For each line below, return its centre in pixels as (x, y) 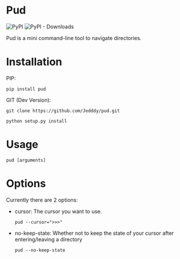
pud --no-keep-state (40, 250)
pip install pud (26, 89)
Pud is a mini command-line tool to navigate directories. (74, 38)
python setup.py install (37, 121)
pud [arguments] (26, 160)
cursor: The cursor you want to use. (58, 211)
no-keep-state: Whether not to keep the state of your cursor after (94, 233)
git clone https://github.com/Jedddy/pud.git (63, 111)
